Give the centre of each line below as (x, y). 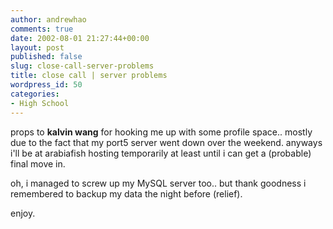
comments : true (42, 29)
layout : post (37, 47)
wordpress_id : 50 (46, 85)
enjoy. (23, 213)
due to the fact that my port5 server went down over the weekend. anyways (166, 142)
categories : (35, 94)
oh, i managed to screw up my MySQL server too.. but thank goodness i (158, 183)
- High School (40, 103)
